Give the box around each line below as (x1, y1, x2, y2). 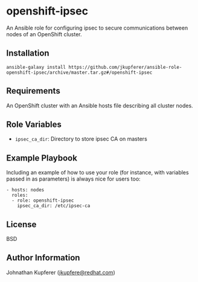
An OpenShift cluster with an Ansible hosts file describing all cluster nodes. (6, 101, 193, 109)
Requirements (6, 86, 60, 96)
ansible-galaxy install (6, 64, 66, 70)
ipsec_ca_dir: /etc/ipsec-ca (17, 203, 91, 209)
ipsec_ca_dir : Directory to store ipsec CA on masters (14, 135, 148, 143)
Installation (6, 48, 49, 59)
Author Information (6, 252, 80, 263)
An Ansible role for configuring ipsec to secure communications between (6, 24, 188, 31)
